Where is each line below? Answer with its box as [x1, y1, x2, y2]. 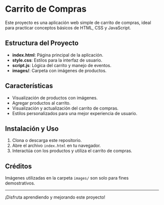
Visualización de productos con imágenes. [12, 94, 98, 101]
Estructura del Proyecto [5, 39, 79, 47]
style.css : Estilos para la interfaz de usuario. [12, 57, 102, 63]
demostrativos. [5, 180, 35, 186]
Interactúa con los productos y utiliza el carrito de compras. [12, 148, 133, 154]
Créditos [5, 162, 32, 170]
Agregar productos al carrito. [12, 100, 71, 106]
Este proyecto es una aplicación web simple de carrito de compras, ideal [5, 20, 151, 25]
